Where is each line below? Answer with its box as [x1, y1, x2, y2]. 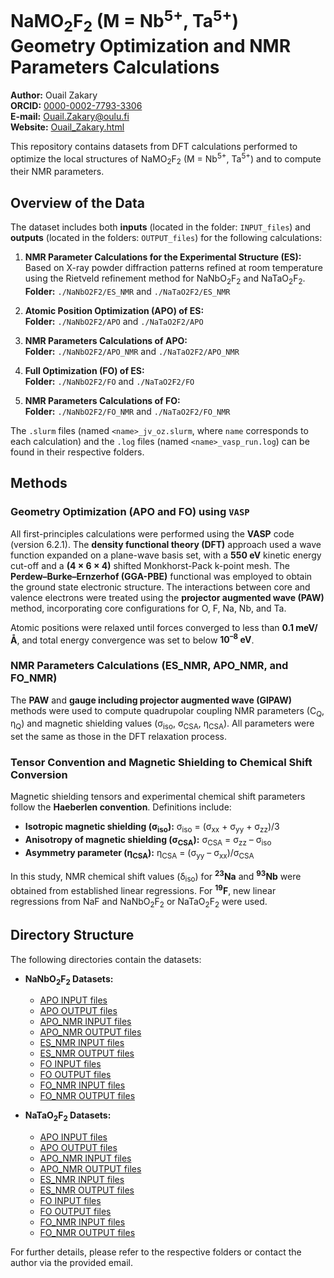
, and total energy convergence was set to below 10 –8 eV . [16, 632, 255, 646]
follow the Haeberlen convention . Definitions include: [10, 801, 232, 813]
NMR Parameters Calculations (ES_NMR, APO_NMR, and [10, 659, 289, 673]
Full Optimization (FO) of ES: [24, 364, 145, 376]
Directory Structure [10, 927, 135, 944]
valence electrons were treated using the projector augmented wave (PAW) [10, 591, 325, 603]
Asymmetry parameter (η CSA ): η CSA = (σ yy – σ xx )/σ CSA [24, 847, 255, 861]
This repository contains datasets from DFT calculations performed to [10, 140, 298, 152]
